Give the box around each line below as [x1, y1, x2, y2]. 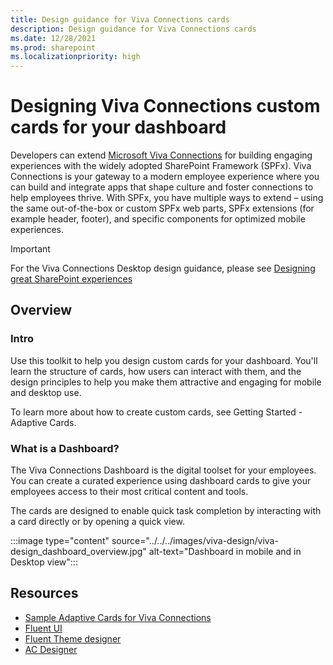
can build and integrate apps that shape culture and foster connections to [10, 181, 314, 193]
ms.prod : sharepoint [10, 42, 97, 53]
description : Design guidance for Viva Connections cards [10, 24, 257, 34]
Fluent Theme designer [24, 632, 122, 645]
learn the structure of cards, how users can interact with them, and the [10, 365, 302, 377]
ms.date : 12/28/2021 [10, 33, 97, 43]
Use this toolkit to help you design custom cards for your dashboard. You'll [10, 354, 318, 366]
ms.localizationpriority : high [10, 52, 141, 62]
